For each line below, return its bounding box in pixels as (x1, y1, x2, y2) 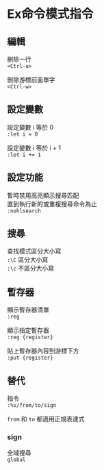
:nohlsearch (7, 207, 41, 214)
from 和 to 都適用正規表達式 (7, 415, 85, 423)
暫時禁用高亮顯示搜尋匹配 (7, 191, 79, 199)
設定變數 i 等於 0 (7, 123, 54, 131)
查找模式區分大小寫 (7, 247, 62, 256)
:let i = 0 (7, 131, 38, 138)
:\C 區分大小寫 (7, 256, 49, 264)
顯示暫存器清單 (7, 306, 49, 314)
